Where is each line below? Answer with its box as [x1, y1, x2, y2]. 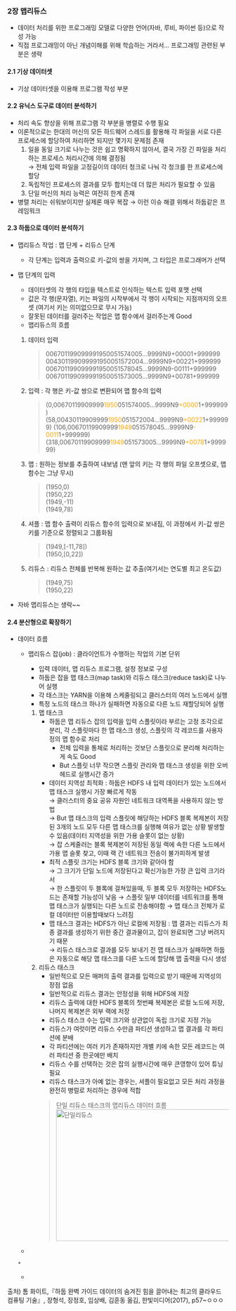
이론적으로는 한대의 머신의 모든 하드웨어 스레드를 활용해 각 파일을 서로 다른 [17, 127, 223, 136]
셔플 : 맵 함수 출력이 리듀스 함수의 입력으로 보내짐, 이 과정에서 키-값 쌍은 [27, 519, 225, 528]
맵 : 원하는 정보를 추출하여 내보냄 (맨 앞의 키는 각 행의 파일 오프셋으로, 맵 [27, 459, 227, 468]
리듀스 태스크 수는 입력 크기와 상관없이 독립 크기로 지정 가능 [48, 1016, 212, 1024]
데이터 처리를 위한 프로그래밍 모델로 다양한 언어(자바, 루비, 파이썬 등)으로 [17, 23, 217, 32]
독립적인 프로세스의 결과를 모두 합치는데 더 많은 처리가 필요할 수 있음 [27, 180, 216, 188]
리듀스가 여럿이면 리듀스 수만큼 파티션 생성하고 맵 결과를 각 [48, 1024, 211, 1033]
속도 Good [66, 752, 96, 761]
